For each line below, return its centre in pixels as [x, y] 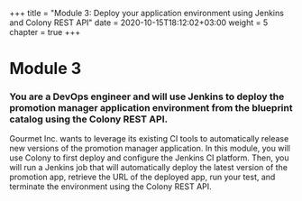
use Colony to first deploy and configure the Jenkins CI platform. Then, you [149, 158]
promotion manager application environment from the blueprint [151, 108]
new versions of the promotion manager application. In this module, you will [150, 149]
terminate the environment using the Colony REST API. [110, 187]
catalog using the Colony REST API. [89, 119]
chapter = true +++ [45, 32]
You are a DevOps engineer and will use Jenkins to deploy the [147, 96]
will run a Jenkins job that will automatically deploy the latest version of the [149, 168]
